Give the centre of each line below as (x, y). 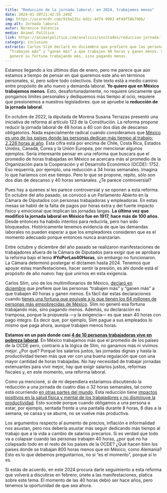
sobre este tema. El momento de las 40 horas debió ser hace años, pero (79, 480)
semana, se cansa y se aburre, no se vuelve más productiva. (67, 413)
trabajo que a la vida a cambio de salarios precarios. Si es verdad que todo (82, 434)
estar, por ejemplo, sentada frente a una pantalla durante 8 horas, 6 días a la (83, 408)
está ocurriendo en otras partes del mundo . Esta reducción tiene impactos (81, 392)
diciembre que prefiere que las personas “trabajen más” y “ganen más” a (80, 289)
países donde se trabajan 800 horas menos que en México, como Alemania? (84, 449)
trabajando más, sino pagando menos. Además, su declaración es (73, 309)
